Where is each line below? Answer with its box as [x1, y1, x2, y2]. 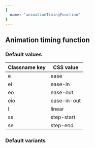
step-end [50, 122, 74, 129]
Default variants [5, 137, 46, 144]
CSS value [53, 64, 79, 71]
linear [50, 105, 65, 113]
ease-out [50, 89, 74, 96]
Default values [5, 51, 42, 58]
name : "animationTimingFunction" [10, 12, 81, 17]
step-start [50, 114, 76, 121]
